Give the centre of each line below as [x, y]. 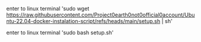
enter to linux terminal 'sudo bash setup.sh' [60, 33]
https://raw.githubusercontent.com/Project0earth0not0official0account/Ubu [101, 15]
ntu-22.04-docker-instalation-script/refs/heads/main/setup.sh [83, 21]
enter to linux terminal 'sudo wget [48, 9]
